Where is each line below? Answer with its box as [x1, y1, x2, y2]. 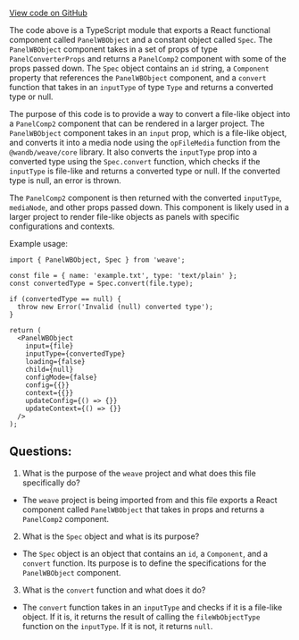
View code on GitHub [9, 8, 87, 18]
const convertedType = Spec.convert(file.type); [9, 279, 194, 288]
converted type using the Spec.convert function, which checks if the [9, 156, 261, 166]
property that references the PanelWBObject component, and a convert [9, 72, 267, 83]
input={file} [25, 341, 74, 350]
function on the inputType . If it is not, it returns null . [21, 620, 213, 631]
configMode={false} [25, 373, 98, 382]
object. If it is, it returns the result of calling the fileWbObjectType [21, 611, 261, 622]
